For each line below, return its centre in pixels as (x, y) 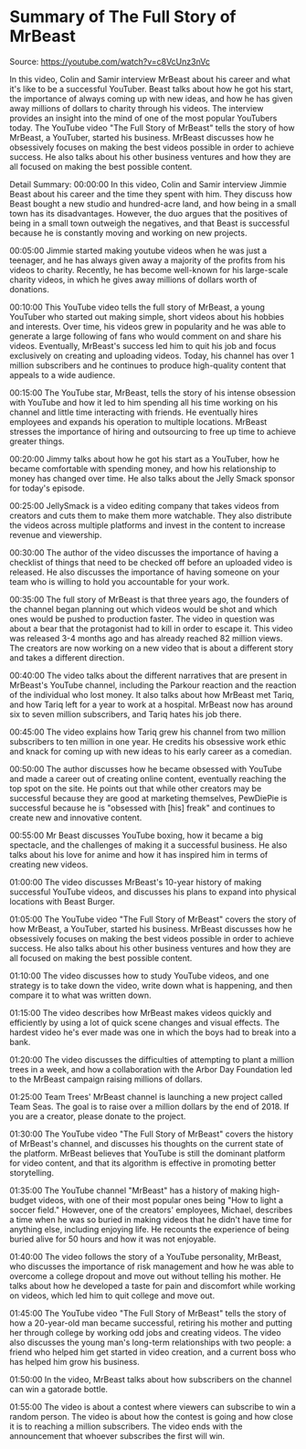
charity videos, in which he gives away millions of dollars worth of (133, 280)
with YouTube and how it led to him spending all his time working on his (144, 402)
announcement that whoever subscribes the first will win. (117, 1435)
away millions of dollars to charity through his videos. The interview (137, 108)
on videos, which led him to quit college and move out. (112, 1296)
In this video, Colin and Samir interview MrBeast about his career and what (150, 79)
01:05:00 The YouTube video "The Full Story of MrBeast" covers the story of (153, 919)
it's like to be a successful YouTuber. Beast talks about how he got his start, (152, 89)
